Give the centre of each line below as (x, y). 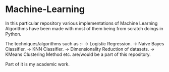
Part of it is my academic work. (37, 64)
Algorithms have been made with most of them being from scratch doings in (84, 28)
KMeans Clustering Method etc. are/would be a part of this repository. (78, 54)
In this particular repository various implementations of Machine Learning (81, 23)
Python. (13, 34)
